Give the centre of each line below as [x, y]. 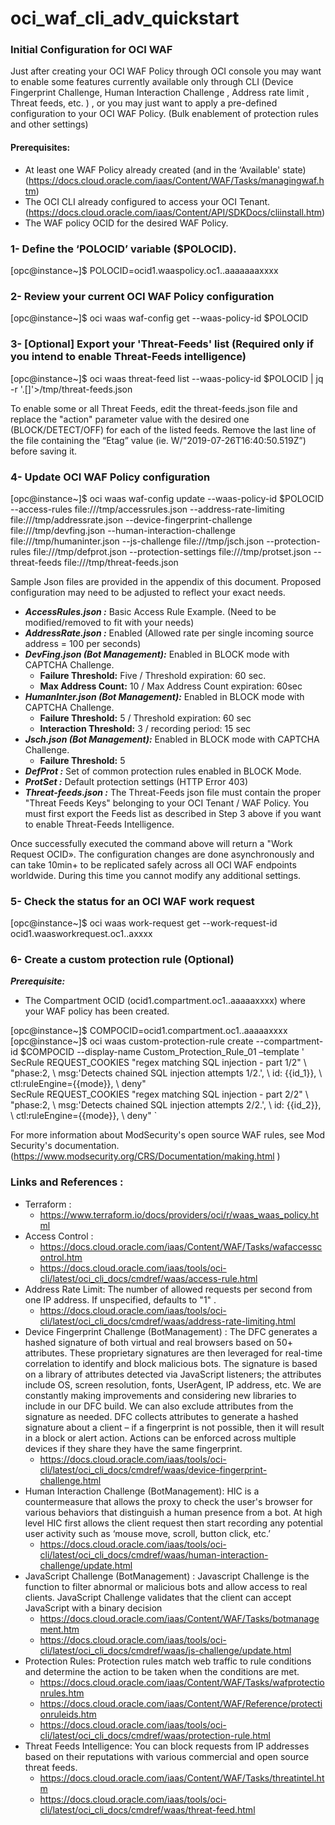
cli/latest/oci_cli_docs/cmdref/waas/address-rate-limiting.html [167, 1321]
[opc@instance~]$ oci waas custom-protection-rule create [132, 1041]
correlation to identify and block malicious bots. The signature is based [171, 1363]
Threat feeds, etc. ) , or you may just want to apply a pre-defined [144, 103]
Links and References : [67, 1182]
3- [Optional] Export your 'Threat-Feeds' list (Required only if [162, 344]
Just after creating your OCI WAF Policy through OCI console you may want [166, 71]
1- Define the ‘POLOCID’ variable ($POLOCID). [123, 249]
